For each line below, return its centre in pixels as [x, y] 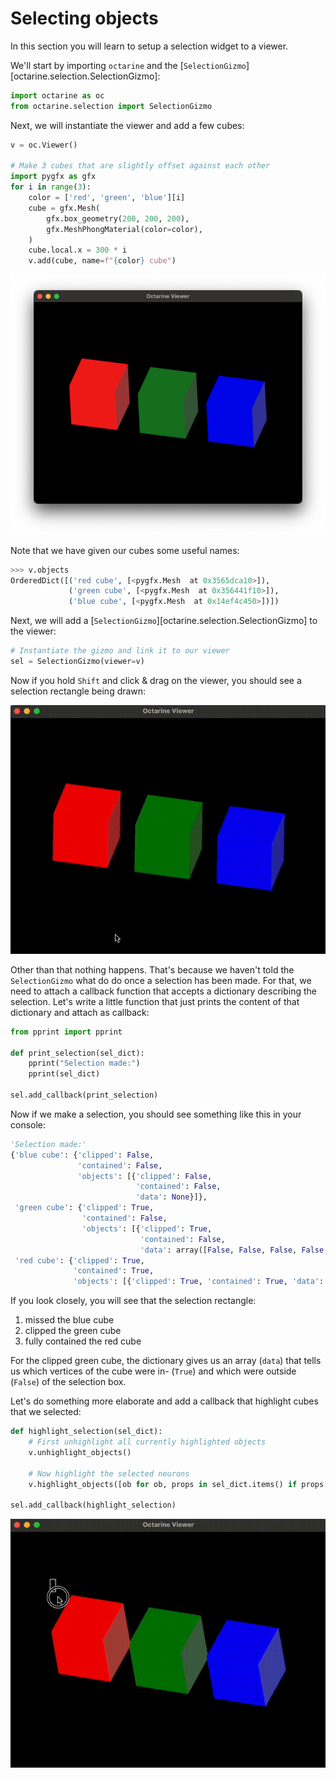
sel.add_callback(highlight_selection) [93, 1505]
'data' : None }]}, [171, 1197]
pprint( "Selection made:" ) [84, 1063]
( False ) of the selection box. [68, 1382]
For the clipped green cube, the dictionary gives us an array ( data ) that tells [166, 1361]
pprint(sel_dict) [64, 1074]
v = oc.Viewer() [44, 145]
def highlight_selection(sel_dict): [86, 1432]
